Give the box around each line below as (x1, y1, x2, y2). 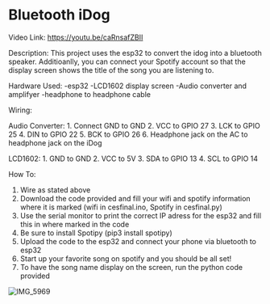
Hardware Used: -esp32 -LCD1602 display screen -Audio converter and (8, 81, 247, 91)
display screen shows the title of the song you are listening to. (8, 65, 214, 74)
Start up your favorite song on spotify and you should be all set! (19, 253, 232, 264)
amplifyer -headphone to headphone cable (8, 89, 152, 99)
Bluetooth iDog (8, 6, 110, 24)
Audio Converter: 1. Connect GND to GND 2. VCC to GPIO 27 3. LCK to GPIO (8, 120, 260, 130)
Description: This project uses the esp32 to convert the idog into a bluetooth (8, 48, 262, 57)
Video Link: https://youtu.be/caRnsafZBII (8, 32, 143, 42)
